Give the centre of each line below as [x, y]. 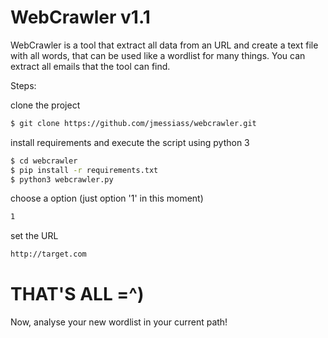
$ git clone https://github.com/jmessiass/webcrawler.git [133, 123]
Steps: [23, 85]
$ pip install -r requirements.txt [84, 170]
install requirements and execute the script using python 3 [130, 142]
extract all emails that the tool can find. [90, 66]
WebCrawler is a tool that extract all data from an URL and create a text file [164, 45]
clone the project [45, 105]
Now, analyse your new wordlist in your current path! [119, 322]
